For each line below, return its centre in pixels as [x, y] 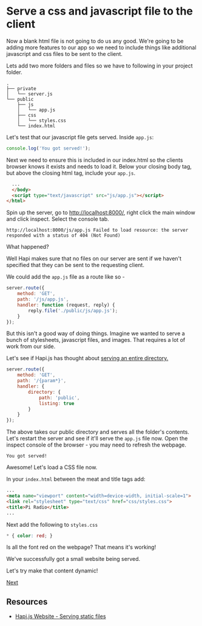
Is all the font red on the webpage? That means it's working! [81, 547]
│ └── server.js [29, 94]
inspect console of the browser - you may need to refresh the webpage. [96, 445]
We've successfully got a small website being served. [73, 559]
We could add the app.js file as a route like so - [66, 277]
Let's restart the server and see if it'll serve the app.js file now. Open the [97, 439]
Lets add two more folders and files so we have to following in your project [99, 66]
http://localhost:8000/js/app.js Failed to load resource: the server [97, 230]
